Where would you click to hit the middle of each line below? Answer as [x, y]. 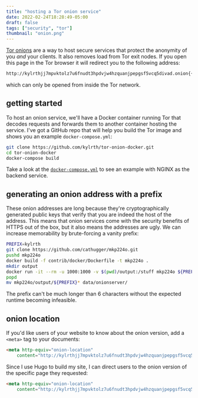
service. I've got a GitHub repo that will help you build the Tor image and [94, 130]
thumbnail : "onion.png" [35, 34]
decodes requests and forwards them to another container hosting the [91, 124]
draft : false [22, 22]
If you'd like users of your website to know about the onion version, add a [95, 333]
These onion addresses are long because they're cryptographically [88, 208]
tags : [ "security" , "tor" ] [39, 28]
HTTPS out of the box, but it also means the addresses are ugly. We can [93, 227]
